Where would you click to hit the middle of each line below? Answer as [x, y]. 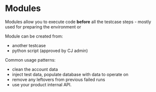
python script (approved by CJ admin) [50, 51]
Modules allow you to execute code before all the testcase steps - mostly [78, 22]
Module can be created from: [34, 36]
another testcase [29, 45]
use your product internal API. [42, 84]
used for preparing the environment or [43, 26]
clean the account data [35, 69]
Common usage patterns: [30, 60]
